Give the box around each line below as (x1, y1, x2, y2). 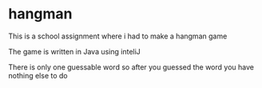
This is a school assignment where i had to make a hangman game (8, 31, 228, 41)
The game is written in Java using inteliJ (8, 46, 141, 56)
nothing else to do (8, 70, 68, 80)
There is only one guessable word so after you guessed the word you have (8, 62, 254, 72)
